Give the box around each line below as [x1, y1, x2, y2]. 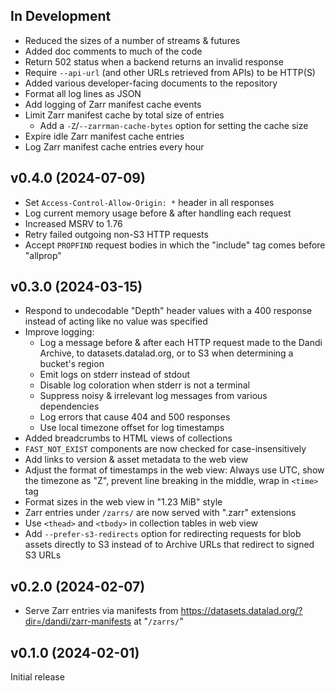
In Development [10, 8, 112, 25]
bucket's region [39, 358, 105, 370]
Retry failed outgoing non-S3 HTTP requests [24, 228, 209, 240]
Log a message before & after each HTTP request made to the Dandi [39, 337, 323, 349]
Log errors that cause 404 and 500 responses [39, 411, 231, 423]
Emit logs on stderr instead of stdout [39, 369, 191, 381]
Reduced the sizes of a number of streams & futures [24, 34, 241, 46]
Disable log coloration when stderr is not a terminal [39, 379, 250, 391]
